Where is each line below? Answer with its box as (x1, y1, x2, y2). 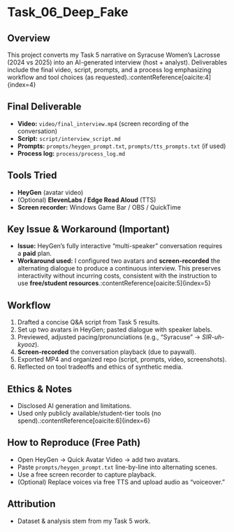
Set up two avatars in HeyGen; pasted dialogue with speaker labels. (17, 325, 212, 334)
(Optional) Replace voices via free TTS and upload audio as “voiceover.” (17, 477, 226, 486)
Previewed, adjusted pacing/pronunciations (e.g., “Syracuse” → (17, 333, 201, 341)
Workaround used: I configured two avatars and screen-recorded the (17, 257, 221, 265)
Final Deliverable (7, 101, 82, 113)
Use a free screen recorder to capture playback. (17, 470, 156, 479)
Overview (7, 32, 51, 44)
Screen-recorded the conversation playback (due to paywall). (17, 348, 197, 356)
